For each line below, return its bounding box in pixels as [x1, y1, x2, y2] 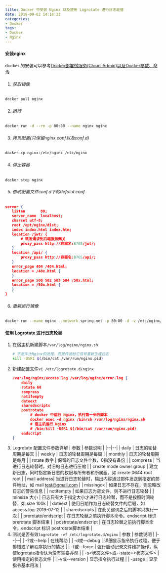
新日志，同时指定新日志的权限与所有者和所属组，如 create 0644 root [12, 470, 152, 476]
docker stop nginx [5, 177, 43, 182]
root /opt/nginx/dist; [11, 223, 58, 228]
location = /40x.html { [11, 268, 61, 273]
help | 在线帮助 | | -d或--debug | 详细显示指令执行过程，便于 [38, 537, 161, 544]
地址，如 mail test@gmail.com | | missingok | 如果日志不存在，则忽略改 [16, 482, 161, 488]
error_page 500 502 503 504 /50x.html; [11, 278, 94, 283]
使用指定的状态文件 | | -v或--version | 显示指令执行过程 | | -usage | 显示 [12, 556, 158, 562]
